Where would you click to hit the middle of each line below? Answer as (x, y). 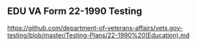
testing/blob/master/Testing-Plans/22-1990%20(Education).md (98, 35)
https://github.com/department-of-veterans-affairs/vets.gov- (95, 27)
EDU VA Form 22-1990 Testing (75, 11)
